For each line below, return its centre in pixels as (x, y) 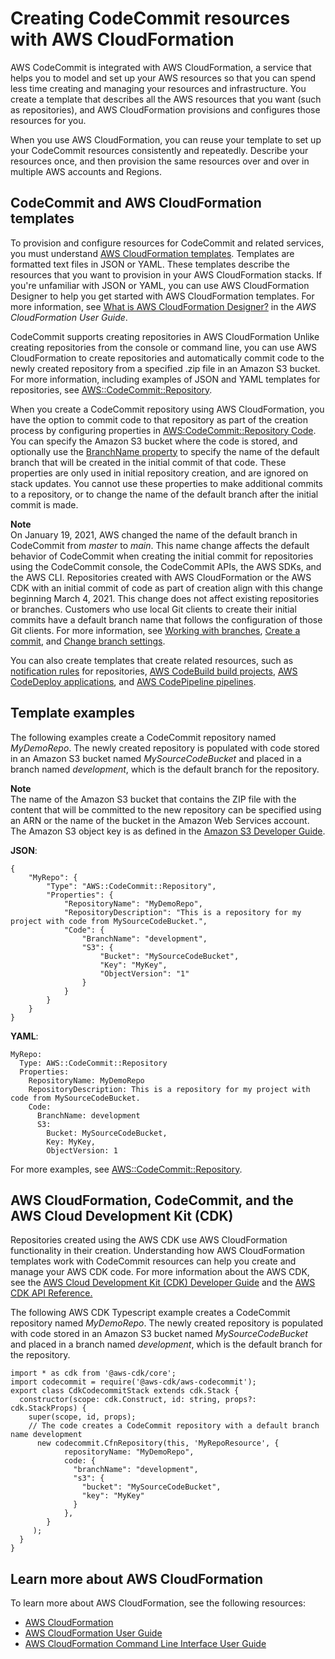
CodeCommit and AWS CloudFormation (136, 203)
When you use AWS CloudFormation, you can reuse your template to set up (166, 139)
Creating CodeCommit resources (150, 18)
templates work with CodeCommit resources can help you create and (153, 1261)
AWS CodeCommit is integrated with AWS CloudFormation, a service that (161, 67)
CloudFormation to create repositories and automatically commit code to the (167, 358)
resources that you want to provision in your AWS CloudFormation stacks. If (166, 274)
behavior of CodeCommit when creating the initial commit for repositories (162, 556)
